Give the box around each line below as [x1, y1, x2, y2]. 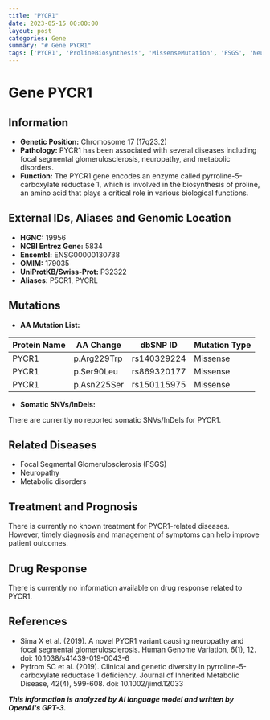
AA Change [76, 339, 122, 350]
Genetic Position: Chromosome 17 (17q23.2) [19, 137, 167, 146]
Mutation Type [194, 339, 252, 350]
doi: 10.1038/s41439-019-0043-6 [19, 652, 130, 663]
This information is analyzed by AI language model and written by [8, 694, 235, 704]
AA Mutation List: [19, 320, 80, 329]
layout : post [8, 27, 52, 35]
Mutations [8, 299, 61, 313]
